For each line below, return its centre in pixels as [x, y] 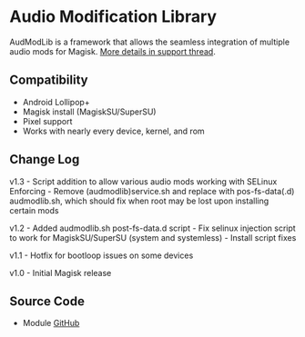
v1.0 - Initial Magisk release [61, 273]
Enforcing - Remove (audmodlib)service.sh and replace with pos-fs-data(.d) [152, 191]
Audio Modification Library [113, 17]
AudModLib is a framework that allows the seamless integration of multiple [149, 42]
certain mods [34, 210]
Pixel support [47, 121]
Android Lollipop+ [56, 102]
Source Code [47, 301]
